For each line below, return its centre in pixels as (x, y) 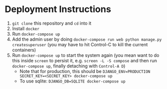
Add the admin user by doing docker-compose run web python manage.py (87, 39)
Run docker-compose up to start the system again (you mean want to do (86, 55)
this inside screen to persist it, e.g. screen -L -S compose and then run (85, 60)
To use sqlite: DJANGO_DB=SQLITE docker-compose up (72, 81)
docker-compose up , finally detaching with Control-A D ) (69, 66)
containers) (24, 50)
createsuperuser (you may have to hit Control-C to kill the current (80, 44)
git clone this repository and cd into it (52, 23)
